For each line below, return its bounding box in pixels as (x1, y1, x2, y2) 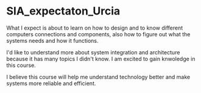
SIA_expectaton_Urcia (6, 4, 121, 18)
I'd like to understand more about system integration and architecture (6, 48, 180, 56)
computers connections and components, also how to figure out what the (6, 30, 191, 37)
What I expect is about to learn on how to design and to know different (6, 24, 183, 31)
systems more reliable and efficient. (6, 80, 96, 87)
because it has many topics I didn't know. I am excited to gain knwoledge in (6, 55, 196, 62)
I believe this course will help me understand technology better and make (6, 73, 191, 80)
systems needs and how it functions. (6, 37, 99, 44)
